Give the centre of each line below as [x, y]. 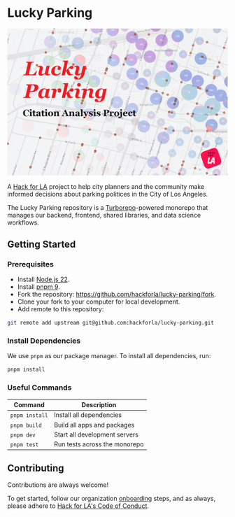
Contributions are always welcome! [58, 485]
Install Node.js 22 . [43, 279]
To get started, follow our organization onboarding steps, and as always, [112, 499]
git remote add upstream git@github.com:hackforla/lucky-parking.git [111, 323]
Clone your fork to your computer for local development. [99, 302]
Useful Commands [40, 388]
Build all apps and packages [94, 425]
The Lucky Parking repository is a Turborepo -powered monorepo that [108, 207]
